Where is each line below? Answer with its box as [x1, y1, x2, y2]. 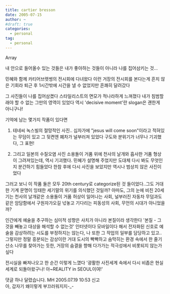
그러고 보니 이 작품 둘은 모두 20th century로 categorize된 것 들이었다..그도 [5, 181, 154, 187]
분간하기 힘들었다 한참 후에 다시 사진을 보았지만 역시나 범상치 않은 [18, 163, 148, 169]
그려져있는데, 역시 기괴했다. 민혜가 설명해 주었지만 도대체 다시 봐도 [18, 157, 150, 163]
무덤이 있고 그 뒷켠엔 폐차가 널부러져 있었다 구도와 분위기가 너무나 [18, 133, 148, 140]
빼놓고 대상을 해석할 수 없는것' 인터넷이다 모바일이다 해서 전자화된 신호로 [14, 223, 158, 229]
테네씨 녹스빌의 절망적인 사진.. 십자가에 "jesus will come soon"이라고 [12, 127, 151, 133]
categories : [5, 26, 30, 32]
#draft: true [5, 21, 33, 27]
